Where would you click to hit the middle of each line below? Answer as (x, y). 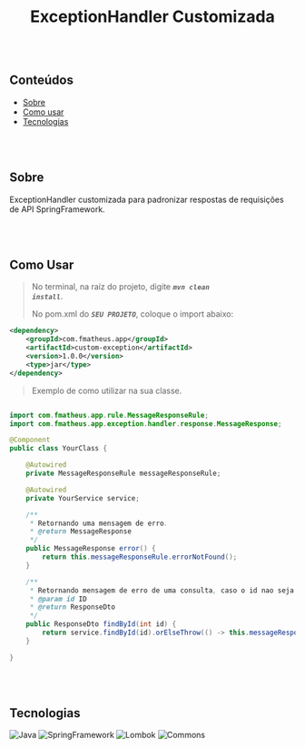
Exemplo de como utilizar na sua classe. (107, 390)
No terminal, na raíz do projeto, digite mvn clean (121, 287)
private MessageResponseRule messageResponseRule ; (123, 473)
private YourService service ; (83, 498)
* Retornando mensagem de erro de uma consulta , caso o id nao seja (162, 590)
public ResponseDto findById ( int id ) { (101, 624)
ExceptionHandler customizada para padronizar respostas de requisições (147, 199)
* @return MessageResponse (80, 531)
